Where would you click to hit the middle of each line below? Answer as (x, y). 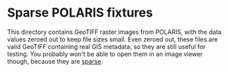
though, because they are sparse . (55, 61)
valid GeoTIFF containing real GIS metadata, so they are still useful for (106, 46)
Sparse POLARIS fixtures (80, 13)
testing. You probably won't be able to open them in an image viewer (105, 54)
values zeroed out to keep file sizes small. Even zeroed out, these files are (113, 39)
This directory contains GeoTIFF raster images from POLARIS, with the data (114, 32)
